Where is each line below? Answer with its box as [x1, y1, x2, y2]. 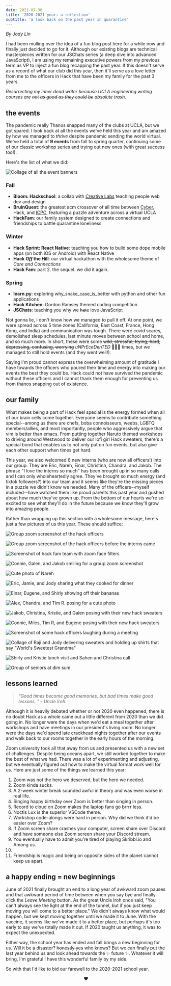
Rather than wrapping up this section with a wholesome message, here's [6, 515, 158, 521]
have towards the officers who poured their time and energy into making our [6, 365, 166, 371]
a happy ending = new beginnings [6, 872, 116, 882]
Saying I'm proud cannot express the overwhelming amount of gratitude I [6, 359, 159, 365]
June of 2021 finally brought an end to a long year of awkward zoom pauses [6, 886, 166, 892]
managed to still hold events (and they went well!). [6, 350, 111, 356]
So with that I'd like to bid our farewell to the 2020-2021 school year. [6, 966, 149, 972]
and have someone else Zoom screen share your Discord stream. [13, 831, 151, 837]
